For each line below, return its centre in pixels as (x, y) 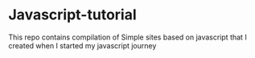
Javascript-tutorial (72, 15)
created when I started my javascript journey (82, 45)
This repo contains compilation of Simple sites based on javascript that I (127, 37)
